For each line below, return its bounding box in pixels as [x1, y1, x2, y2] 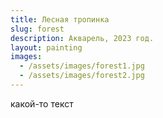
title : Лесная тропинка [10, 14, 110, 25]
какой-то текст [10, 97, 74, 110]
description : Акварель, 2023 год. [10, 33, 155, 43]
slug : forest [10, 24, 65, 34]
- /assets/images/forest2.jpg [19, 71, 145, 81]
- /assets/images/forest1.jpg [19, 61, 145, 71]
